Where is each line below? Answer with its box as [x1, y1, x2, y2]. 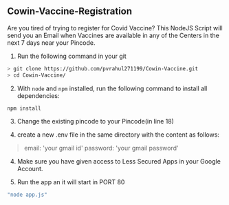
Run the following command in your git [17, 52, 127, 60]
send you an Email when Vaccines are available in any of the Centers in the [7, 31, 220, 39]
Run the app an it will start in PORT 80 [17, 178, 125, 186]
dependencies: [17, 91, 60, 99]
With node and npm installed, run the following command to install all [17, 84, 208, 92]
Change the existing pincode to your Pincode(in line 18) [17, 117, 174, 126]
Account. [17, 165, 43, 173]
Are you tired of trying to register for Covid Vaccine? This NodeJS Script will [7, 23, 223, 32]
